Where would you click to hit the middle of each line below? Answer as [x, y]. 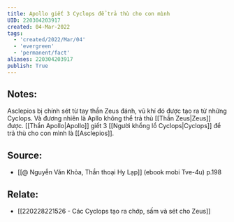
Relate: [23, 194]
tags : [15, 33]
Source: [25, 155]
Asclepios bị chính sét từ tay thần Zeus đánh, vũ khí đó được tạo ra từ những [117, 111]
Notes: [22, 94]
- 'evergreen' [34, 46]
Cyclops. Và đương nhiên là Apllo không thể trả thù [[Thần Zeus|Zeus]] [109, 118]
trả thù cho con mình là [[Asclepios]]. [61, 133]
